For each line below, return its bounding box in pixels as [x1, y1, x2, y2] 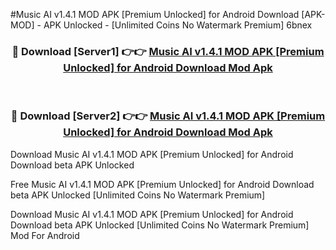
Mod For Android [10, 229, 80, 241]
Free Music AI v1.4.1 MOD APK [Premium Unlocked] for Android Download [10, 178, 315, 190]
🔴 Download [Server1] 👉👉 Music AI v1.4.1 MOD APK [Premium [11, 44, 325, 58]
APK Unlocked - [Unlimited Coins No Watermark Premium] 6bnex [43, 19, 313, 31]
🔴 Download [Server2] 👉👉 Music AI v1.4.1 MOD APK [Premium [10, 109, 326, 123]
